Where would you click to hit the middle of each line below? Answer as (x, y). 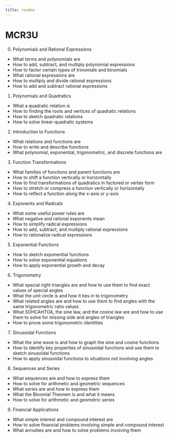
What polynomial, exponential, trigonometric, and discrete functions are (87, 152)
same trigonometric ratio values (46, 306)
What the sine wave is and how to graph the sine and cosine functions (86, 342)
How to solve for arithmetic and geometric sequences (69, 383)
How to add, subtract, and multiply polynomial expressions (74, 64)
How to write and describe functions (51, 147)
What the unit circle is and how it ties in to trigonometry (70, 295)
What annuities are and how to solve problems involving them (77, 430)
